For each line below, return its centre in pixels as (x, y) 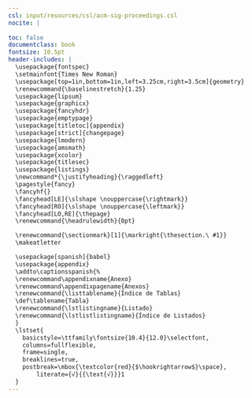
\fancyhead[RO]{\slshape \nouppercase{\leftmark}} (100, 206)
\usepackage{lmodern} (51, 140)
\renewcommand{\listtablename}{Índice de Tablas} (98, 294)
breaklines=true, (51, 360)
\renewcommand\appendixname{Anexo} (74, 279)
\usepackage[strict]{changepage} (70, 133)
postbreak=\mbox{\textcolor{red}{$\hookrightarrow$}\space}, (124, 367)
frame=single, (45, 352)
